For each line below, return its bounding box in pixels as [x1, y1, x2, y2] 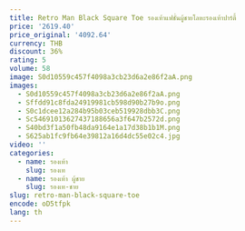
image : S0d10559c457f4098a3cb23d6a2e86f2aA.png [9, 73, 193, 82]
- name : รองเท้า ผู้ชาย [17, 174, 85, 183]
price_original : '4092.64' [9, 30, 112, 39]
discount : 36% [9, 47, 64, 56]
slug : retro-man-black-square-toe [9, 191, 141, 200]
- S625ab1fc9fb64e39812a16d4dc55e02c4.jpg [17, 132, 181, 141]
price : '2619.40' [9, 22, 75, 31]
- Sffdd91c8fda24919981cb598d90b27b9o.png [17, 97, 181, 107]
